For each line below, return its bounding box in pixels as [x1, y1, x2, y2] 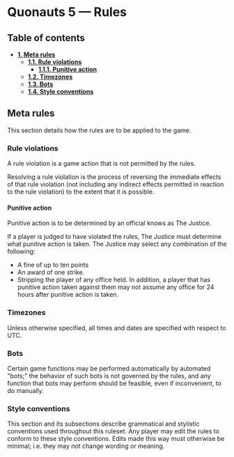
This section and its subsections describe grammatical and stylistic [7, 419, 200, 428]
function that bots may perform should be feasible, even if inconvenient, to [7, 379, 221, 387]
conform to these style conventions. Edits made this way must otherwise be [7, 435, 225, 443]
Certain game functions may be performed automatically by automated [7, 364, 211, 373]
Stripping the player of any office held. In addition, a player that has [17, 276, 211, 284]
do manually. [7, 386, 44, 394]
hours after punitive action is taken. [17, 291, 119, 299]
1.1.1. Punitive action [38, 65, 97, 73]
